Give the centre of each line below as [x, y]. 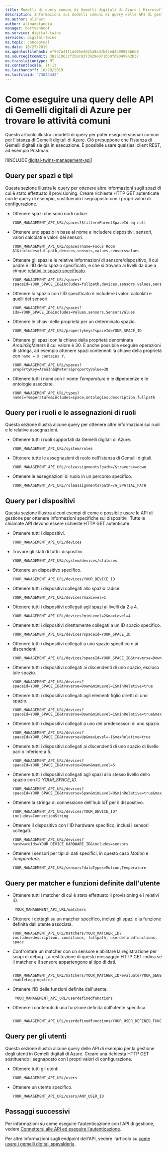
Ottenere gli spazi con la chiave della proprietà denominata [73, 340]
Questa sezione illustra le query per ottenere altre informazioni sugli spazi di [83, 188]
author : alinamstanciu [29, 24]
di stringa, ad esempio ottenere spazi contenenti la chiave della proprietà [87, 351]
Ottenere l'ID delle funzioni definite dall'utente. [60, 989]
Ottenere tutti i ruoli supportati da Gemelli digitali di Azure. [72, 439]
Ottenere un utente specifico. [42, 1087]
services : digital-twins [31, 38]
